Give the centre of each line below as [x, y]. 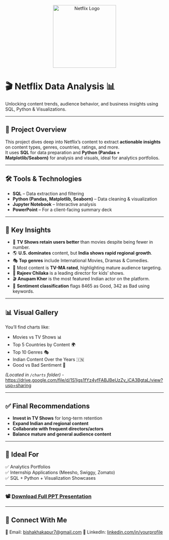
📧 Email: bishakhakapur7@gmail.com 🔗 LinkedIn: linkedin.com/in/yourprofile [84, 532]
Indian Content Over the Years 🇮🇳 [48, 360]
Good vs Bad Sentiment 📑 [39, 365]
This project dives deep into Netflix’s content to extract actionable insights [83, 142]
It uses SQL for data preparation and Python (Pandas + [63, 152]
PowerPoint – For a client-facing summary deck [62, 209]
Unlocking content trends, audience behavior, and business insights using [82, 103]
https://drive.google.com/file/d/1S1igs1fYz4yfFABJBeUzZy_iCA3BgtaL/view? [84, 380]
